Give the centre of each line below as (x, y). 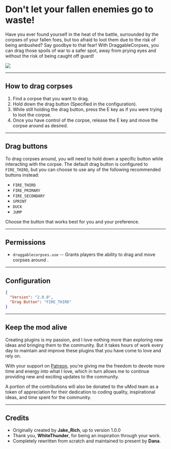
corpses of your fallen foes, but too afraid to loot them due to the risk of (81, 40)
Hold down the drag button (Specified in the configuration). (75, 104)
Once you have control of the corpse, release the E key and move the (85, 120)
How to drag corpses (39, 86)
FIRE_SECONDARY (29, 196)
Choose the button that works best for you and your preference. (73, 221)
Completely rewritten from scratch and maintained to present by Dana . (87, 441)
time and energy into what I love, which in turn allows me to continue (77, 371)
